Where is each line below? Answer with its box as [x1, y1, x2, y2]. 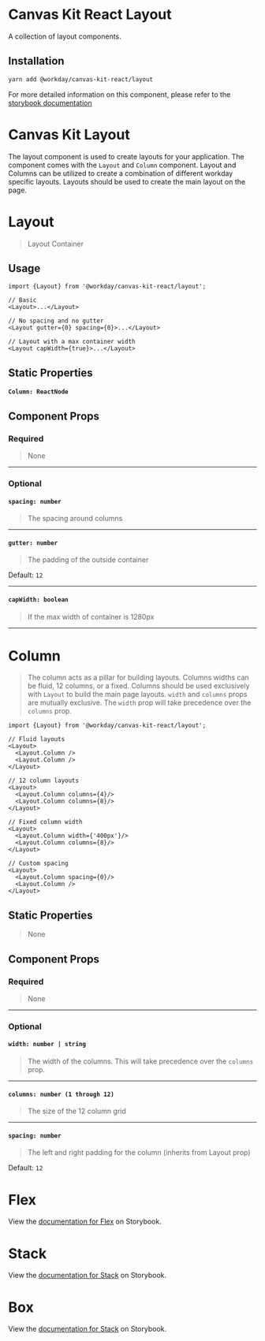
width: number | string [8, 1041, 87, 1049]
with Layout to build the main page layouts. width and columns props [27, 690, 248, 699]
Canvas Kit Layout [8, 125, 130, 143]
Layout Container [27, 239, 84, 248]
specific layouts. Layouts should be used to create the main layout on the [8, 177, 246, 186]
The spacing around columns [27, 514, 123, 523]
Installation [8, 54, 65, 68]
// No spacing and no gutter [8, 317, 104, 325]
